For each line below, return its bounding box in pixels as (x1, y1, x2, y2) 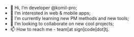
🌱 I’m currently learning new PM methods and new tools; (10, 15, 129, 21)
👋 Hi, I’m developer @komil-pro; (10, 5, 77, 10)
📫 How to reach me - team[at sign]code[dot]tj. (10, 26, 110, 32)
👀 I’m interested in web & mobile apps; (10, 10, 91, 16)
